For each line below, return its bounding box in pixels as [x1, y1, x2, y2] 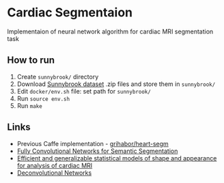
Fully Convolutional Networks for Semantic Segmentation [16, 147, 178, 155]
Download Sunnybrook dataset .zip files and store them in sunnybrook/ [16, 80, 216, 88]
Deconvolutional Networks [16, 169, 92, 177]
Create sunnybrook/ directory [16, 72, 99, 81]
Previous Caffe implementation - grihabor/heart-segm [16, 139, 169, 147]
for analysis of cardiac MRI [16, 161, 93, 169]
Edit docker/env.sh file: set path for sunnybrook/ [16, 87, 152, 95]
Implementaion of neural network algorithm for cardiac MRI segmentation [7, 27, 214, 36]
